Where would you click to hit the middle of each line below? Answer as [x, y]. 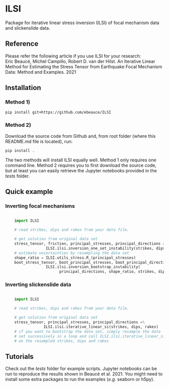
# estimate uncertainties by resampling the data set [72, 253]
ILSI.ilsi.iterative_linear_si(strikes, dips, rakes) [101, 327]
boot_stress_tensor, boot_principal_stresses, [64, 262]
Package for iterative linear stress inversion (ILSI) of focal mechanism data [82, 23]
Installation [23, 88]
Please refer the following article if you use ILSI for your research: [73, 56]
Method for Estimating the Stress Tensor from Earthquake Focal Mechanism [84, 66]
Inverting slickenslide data [38, 284]
